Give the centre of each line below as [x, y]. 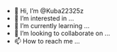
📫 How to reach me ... [47, 41]
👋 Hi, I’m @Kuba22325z [49, 11]
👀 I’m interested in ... [44, 18]
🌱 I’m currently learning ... [52, 26]
